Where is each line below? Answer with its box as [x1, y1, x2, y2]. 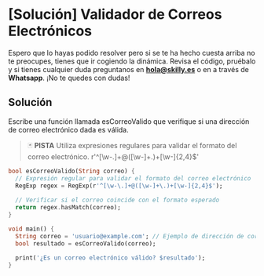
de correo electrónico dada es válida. [8, 125, 130, 134]
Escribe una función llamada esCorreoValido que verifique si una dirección [8, 116, 250, 126]
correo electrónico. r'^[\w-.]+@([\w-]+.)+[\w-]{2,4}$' [27, 151, 199, 162]
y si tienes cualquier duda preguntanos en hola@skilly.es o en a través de [8, 64, 250, 74]
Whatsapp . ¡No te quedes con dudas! [8, 73, 130, 82]
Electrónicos [8, 22, 93, 40]
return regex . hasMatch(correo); [15, 204, 122, 212]
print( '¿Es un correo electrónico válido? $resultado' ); [15, 254, 206, 262]
